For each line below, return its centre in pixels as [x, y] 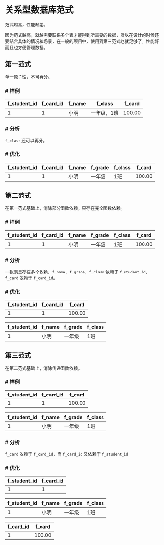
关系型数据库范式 [40, 10]
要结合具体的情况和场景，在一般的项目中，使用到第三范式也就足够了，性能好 [82, 41]
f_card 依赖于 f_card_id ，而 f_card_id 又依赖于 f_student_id [67, 454]
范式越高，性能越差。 [26, 25]
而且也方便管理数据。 [26, 47]
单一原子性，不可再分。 [29, 77]
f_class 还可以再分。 [26, 141]
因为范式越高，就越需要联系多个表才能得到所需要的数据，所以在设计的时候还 [82, 35]
